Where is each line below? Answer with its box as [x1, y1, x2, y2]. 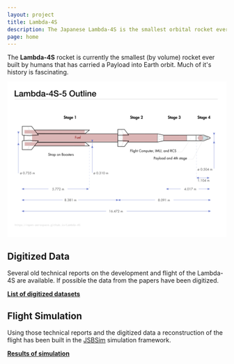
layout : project [7, 11, 54, 18]
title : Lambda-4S [7, 18, 58, 26]
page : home [7, 33, 39, 40]
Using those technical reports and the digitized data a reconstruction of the [7, 329, 223, 337]
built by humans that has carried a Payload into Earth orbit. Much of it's [7, 61, 212, 69]
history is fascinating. [7, 68, 69, 77]
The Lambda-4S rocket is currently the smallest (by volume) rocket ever [7, 53, 215, 62]
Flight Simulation [7, 310, 82, 322]
